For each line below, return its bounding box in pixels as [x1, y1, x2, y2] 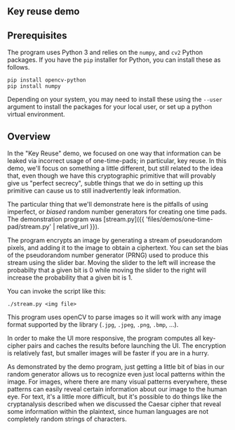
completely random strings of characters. [7, 415, 128, 424]
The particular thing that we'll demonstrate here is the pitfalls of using [7, 200, 208, 209]
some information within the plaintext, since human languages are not [7, 408, 209, 416]
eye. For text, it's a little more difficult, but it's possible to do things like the [7, 393, 222, 401]
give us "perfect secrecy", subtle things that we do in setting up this [7, 179, 203, 188]
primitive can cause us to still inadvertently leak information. [7, 186, 181, 195]
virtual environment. [7, 110, 65, 119]
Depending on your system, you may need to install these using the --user [7, 95, 222, 104]
